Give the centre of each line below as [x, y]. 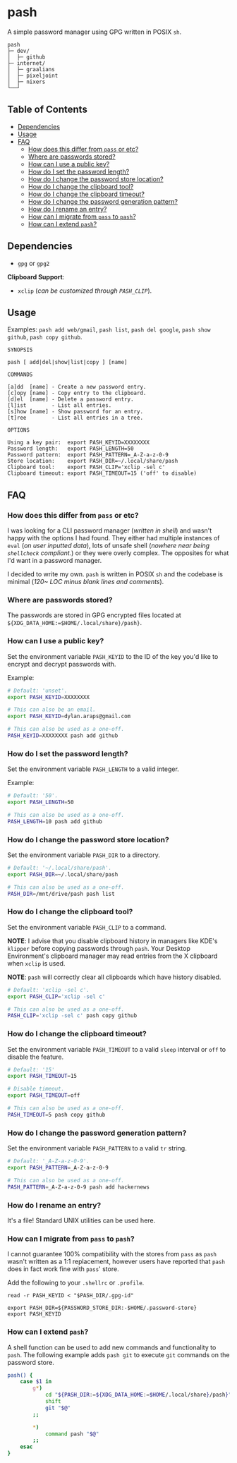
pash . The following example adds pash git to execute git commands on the [119, 1354]
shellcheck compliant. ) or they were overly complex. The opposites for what [118, 553]
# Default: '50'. [33, 796]
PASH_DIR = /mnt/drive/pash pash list [61, 894]
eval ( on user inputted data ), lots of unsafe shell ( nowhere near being [109, 546]
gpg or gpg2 [34, 263]
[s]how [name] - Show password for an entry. [75, 412]
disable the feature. [36, 1057]
